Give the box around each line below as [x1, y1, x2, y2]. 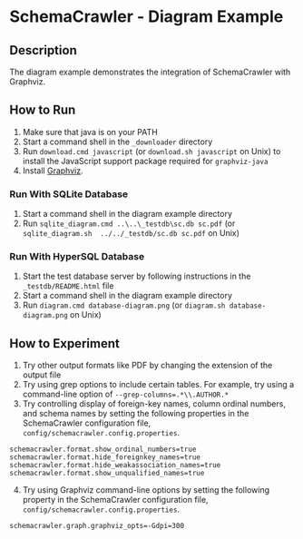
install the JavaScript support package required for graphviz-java [22, 155, 269, 166]
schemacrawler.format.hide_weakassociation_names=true [9, 461, 221, 470]
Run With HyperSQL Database [9, 250, 145, 263]
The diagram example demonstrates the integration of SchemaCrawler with [9, 66, 291, 77]
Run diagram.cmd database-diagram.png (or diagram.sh [22, 299, 226, 310]
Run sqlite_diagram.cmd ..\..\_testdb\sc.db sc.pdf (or [22, 218, 236, 229]
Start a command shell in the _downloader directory [22, 136, 213, 147]
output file [22, 369, 62, 380]
